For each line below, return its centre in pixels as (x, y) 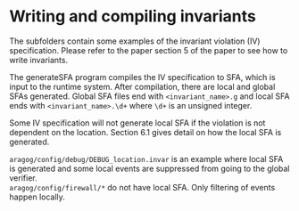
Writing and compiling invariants (133, 16)
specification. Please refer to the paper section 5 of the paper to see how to (149, 50)
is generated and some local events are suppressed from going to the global (149, 168)
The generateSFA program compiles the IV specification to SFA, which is (142, 77)
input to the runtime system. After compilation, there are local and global (142, 86)
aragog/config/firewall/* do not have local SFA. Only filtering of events (142, 187)
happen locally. (37, 197)
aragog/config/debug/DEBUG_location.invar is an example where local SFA (146, 158)
